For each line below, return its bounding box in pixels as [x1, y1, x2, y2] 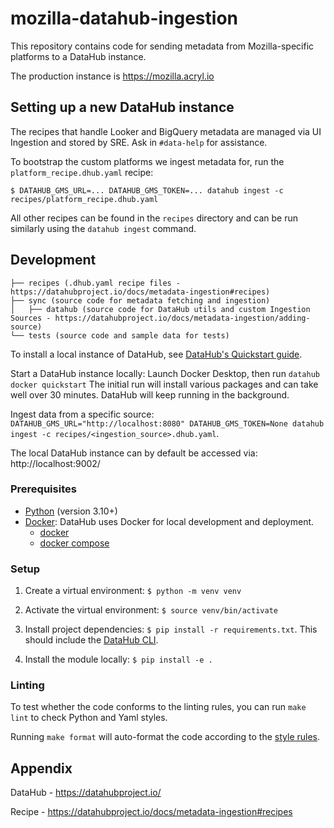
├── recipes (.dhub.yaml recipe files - [10, 278, 182, 288]
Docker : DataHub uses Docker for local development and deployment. [24, 515, 315, 527]
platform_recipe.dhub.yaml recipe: [10, 166, 154, 178]
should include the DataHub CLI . [24, 634, 159, 646]
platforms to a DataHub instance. [10, 50, 147, 62]
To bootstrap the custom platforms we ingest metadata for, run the [10, 155, 285, 167]
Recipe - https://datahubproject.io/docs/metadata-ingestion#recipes [10, 806, 293, 818]
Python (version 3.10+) [24, 505, 118, 517]
